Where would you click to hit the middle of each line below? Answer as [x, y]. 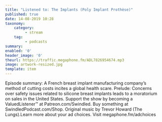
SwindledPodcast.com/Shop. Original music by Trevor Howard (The [74, 109]
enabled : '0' [18, 51]
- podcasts [36, 42]
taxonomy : [15, 23]
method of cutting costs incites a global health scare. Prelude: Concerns [79, 88]
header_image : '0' [24, 55]
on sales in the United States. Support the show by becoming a [69, 99]
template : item [21, 69]
